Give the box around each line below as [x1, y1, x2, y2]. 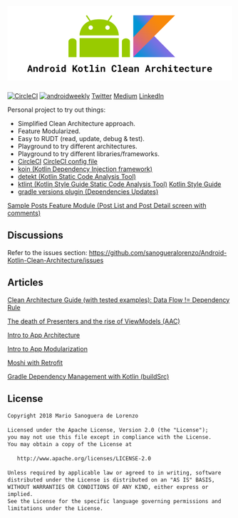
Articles [7, 276, 44, 289]
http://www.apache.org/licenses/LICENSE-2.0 [16, 455, 152, 462]
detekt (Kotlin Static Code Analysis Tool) [17, 172, 137, 180]
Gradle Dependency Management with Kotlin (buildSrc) [7, 372, 170, 380]
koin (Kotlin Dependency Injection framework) [17, 165, 153, 173]
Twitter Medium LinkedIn [91, 91, 165, 100]
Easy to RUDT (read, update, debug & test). [17, 134, 145, 143]
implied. [7, 491, 33, 498]
